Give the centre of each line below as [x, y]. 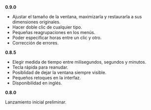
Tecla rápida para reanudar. [40, 67]
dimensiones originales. [36, 22]
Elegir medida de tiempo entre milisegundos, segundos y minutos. [79, 62]
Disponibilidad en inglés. [37, 83]
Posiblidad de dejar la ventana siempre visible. [59, 73]
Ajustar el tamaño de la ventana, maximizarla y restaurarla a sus [77, 17]
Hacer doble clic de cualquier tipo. [47, 27]
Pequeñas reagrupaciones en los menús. [54, 32]
